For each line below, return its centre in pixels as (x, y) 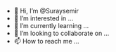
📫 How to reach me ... (46, 41)
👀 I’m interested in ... (44, 18)
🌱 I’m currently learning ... (51, 26)
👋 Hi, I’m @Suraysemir (46, 11)
